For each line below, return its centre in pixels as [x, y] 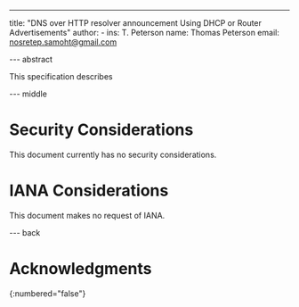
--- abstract [31, 59]
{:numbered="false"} [48, 293]
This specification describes [61, 76]
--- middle [28, 94]
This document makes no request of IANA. [87, 215]
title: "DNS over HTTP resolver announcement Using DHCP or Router [136, 23]
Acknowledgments [81, 269]
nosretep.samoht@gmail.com [63, 42]
